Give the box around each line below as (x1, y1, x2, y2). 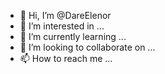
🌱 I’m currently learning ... (19, 31, 127, 42)
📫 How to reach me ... (19, 53, 113, 64)
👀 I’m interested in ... (19, 20, 105, 32)
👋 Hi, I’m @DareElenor (19, 10, 112, 21)
